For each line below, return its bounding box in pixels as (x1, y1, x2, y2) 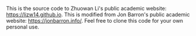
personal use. (6, 23, 40, 30)
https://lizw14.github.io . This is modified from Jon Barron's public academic (6, 11, 190, 18)
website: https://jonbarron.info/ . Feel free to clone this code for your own (6, 17, 184, 24)
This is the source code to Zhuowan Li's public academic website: (6, 5, 167, 12)
